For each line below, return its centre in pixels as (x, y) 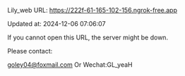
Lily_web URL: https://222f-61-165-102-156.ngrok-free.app (92, 10)
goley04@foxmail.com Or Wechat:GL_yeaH (70, 65)
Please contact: (30, 51)
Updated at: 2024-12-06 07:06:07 (56, 24)
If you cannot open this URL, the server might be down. (88, 37)
